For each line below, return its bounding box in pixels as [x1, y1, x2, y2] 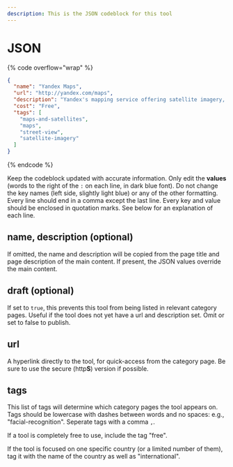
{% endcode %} [7, 161, 54, 169]
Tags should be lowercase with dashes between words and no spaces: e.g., [7, 411, 225, 419]
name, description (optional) [7, 231, 134, 243]
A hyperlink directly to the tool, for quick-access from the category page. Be [7, 357, 226, 365]
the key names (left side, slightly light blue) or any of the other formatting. [7, 189, 218, 197]
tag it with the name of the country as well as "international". [7, 452, 181, 461]
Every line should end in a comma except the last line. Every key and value [7, 197, 221, 205]
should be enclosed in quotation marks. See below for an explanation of [7, 204, 214, 213]
